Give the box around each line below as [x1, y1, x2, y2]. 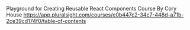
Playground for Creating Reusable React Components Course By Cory [6, 5, 177, 12]
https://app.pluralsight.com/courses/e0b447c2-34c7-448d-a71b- [23, 11, 184, 18]
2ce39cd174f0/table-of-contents [6, 18, 86, 24]
